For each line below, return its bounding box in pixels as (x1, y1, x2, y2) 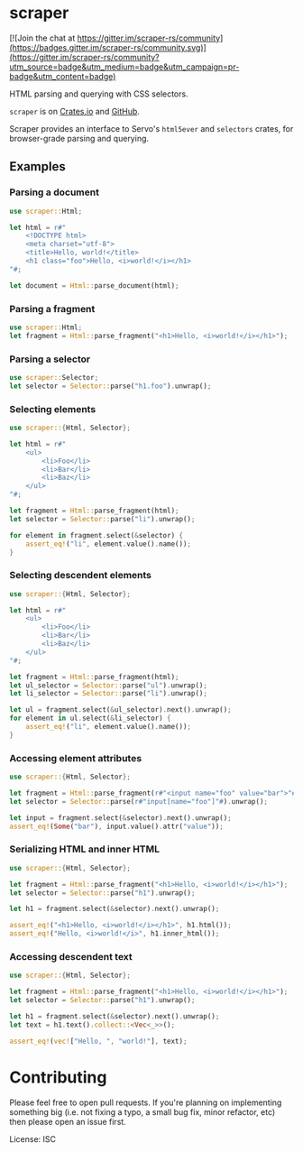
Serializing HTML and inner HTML (9, 843, 161, 855)
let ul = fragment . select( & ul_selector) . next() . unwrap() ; (9, 705, 232, 714)
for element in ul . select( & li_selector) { (9, 714, 171, 723)
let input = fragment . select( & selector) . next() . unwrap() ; (9, 813, 232, 823)
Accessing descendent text (9, 950, 133, 963)
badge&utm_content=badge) (9, 70, 116, 81)
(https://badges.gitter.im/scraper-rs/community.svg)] (9, 41, 207, 52)
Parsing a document (9, 186, 99, 198)
